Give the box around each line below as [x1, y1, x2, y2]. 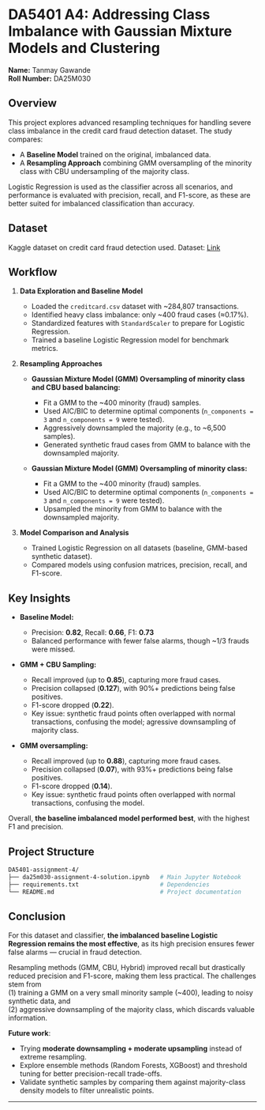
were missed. [31, 644, 76, 654]
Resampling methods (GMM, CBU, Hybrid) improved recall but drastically [8, 963, 246, 972]
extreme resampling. [19, 1052, 87, 1062]
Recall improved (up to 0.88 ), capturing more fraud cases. [31, 757, 222, 766]
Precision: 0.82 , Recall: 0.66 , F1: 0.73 [31, 628, 155, 637]
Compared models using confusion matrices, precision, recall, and [31, 560, 248, 570]
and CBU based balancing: [31, 383, 121, 392]
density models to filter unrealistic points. [19, 1085, 155, 1096]
